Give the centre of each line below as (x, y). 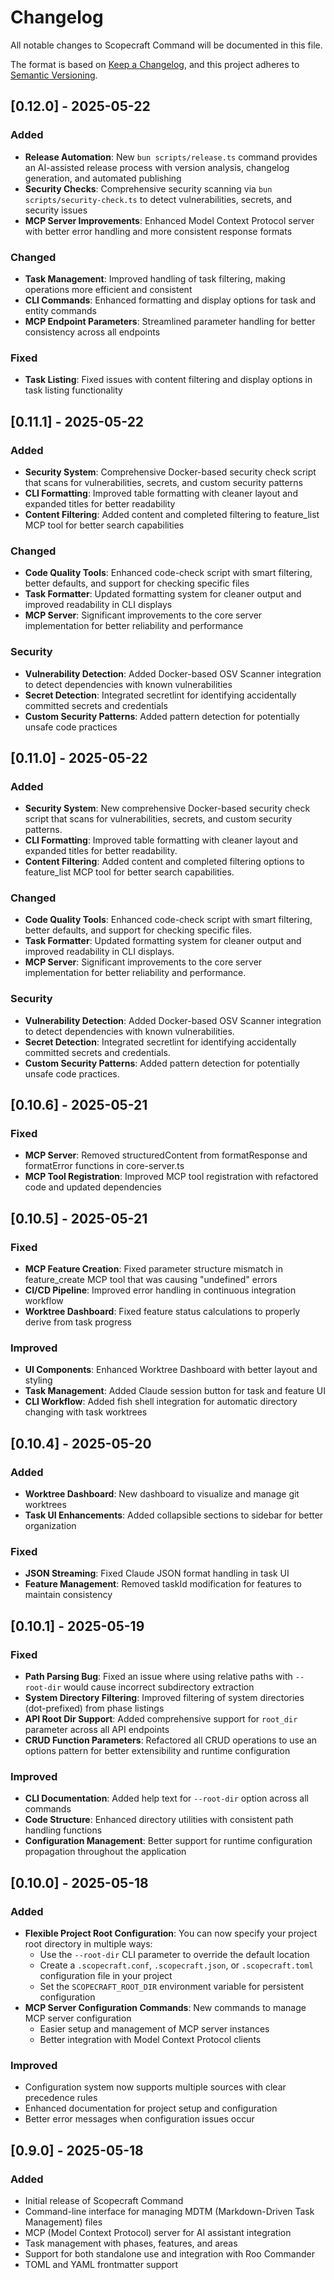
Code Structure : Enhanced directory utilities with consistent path (159, 1820)
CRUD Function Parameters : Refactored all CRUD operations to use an (171, 1740)
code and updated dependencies (93, 1187)
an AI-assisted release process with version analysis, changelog (157, 167)
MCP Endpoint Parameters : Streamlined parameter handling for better (170, 321)
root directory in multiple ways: (88, 1944)
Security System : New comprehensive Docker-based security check (167, 808)
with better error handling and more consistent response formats (158, 231)
